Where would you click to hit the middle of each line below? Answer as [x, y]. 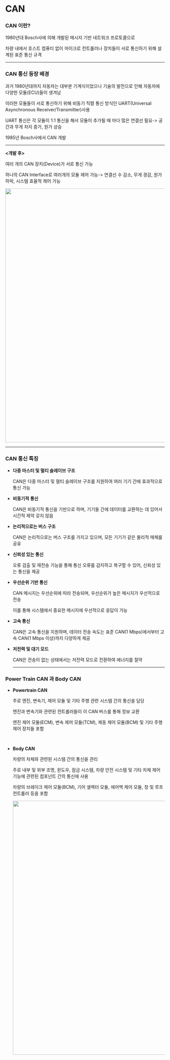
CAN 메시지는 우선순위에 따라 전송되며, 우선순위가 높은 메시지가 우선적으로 [86, 593]
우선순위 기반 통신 [30, 583]
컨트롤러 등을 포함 [30, 793]
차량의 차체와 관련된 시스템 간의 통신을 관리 [55, 759]
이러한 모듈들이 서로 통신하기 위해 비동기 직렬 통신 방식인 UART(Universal [78, 103]
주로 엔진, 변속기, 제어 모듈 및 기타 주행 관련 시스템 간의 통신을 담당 [78, 701]
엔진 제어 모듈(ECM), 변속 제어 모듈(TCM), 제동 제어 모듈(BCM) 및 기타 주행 [88, 722]
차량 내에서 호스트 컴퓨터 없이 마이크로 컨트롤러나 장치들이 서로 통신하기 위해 [81, 48]
